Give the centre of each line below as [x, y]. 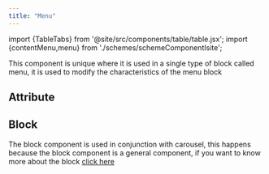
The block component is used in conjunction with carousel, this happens [130, 144]
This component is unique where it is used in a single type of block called [131, 63]
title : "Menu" [33, 16]
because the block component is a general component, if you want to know [135, 153]
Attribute [32, 98]
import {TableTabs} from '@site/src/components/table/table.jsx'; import [128, 39]
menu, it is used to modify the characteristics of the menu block [115, 72]
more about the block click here [62, 161]
